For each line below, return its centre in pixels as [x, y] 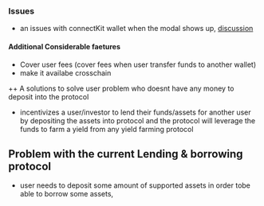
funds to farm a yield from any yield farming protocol [106, 129]
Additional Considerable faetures [65, 46]
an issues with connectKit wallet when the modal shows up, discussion [136, 29]
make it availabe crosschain [65, 72]
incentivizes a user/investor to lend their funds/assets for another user [135, 112]
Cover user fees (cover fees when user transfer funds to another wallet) [138, 64]
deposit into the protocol [49, 96]
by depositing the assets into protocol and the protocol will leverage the [138, 120]
